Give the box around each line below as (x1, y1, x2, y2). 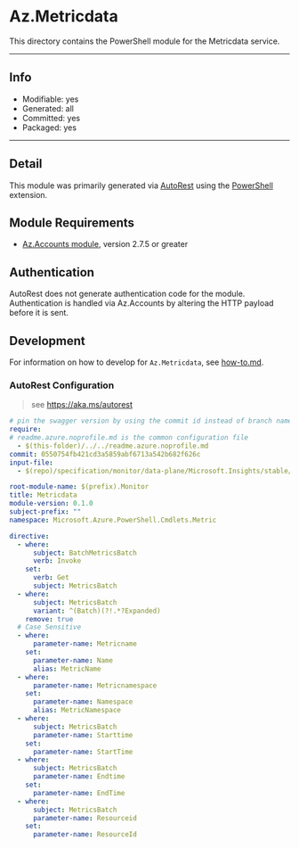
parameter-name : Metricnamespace (32, 680, 158, 690)
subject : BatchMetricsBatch (32, 548, 138, 557)
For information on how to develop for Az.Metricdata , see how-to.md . (9, 357, 264, 367)
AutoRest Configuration (9, 379, 115, 391)
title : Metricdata (9, 490, 77, 500)
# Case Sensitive (17, 622, 82, 632)
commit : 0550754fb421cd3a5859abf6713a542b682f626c (9, 449, 201, 458)
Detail (9, 156, 43, 171)
